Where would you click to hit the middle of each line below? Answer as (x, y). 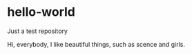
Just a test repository (37, 31)
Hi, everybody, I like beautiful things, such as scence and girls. (96, 44)
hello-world (41, 12)
